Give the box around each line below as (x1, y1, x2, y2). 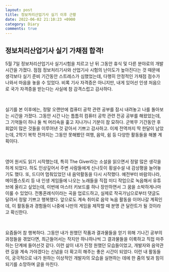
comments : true (5, 26, 37, 31)
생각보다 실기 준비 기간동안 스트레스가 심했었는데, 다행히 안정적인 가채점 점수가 (5, 73, 160, 79)
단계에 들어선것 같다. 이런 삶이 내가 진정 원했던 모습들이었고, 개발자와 (14, 242, 150, 248)
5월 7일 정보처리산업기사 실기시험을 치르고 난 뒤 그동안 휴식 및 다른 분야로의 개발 (5, 60, 164, 66)
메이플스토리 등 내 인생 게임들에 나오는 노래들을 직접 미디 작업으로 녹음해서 (5, 177, 152, 184)
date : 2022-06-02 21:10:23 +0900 (5, 17, 76, 22)
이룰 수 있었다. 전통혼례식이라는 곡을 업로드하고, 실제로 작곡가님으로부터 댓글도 (5, 190, 160, 196)
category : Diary (5, 21, 39, 27)
